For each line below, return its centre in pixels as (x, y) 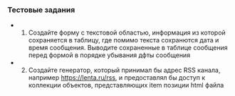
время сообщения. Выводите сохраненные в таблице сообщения (128, 48)
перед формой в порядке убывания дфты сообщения (109, 55)
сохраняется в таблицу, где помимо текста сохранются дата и (124, 40)
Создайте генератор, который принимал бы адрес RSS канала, (124, 70)
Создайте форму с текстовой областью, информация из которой (127, 32)
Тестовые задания (41, 10)
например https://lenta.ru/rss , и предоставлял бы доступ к (117, 78)
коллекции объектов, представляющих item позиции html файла (126, 85)
